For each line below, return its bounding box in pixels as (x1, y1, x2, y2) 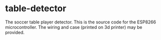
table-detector (5, 3, 67, 14)
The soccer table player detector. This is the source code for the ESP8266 (5, 19, 157, 25)
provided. (5, 29, 25, 35)
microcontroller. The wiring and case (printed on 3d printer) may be (5, 24, 142, 30)
